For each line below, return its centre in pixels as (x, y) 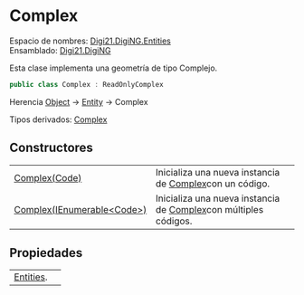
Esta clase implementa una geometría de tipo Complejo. (114, 68)
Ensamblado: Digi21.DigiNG (60, 50)
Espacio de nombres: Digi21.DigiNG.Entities (90, 41)
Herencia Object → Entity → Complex (79, 101)
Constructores (51, 148)
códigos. (174, 221)
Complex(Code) (48, 177)
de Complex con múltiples (209, 209)
